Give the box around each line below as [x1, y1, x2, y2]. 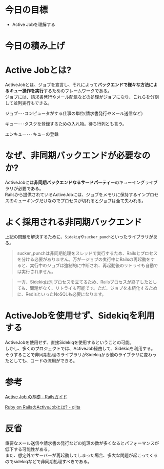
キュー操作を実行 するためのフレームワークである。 [9, 88, 112, 94]
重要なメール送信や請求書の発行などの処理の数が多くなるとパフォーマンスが [5, 440, 159, 446]
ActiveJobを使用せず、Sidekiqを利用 [5, 310, 155, 321]
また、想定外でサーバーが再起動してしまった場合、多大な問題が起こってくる [5, 452, 158, 458]
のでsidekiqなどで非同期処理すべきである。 [5, 458, 92, 464]
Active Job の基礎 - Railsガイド [5, 394, 67, 400]
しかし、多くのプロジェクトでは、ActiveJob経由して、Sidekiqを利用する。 [5, 345, 155, 351]
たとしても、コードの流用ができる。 [5, 358, 78, 363]
